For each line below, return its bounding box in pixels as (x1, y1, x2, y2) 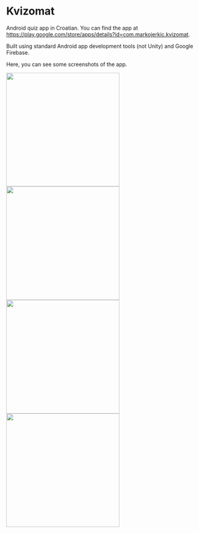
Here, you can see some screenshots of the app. (6, 61, 128, 68)
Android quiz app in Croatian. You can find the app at (6, 24, 138, 31)
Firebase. (6, 48, 30, 56)
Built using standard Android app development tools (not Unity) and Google (6, 42, 194, 50)
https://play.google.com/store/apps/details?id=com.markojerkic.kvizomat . (6, 30, 191, 38)
